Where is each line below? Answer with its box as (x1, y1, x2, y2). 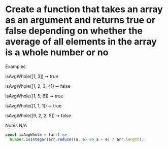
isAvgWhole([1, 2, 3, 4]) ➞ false (5, 83, 71, 89)
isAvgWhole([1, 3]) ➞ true (5, 73, 58, 79)
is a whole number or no (5, 47, 109, 58)
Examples (5, 63, 26, 69)
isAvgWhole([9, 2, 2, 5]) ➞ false (5, 113, 72, 119)
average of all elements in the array (5, 36, 157, 48)
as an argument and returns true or (5, 14, 156, 26)
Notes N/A (5, 122, 27, 128)
